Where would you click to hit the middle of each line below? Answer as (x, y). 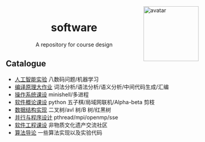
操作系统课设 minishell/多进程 (52, 94)
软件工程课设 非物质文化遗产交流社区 (61, 125)
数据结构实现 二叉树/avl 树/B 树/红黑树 (63, 110)
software (74, 28)
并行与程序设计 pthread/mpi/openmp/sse (66, 117)
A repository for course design (74, 44)
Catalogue (26, 64)
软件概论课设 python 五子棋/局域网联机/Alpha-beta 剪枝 (85, 102)
